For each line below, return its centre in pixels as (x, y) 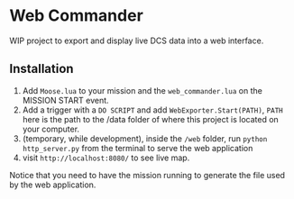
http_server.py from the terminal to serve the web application (138, 148)
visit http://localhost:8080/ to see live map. (106, 158)
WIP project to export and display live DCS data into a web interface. (137, 41)
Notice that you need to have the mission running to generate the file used (147, 175)
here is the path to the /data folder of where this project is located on (151, 119)
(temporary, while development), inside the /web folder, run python (145, 138)
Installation (41, 69)
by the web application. (53, 185)
